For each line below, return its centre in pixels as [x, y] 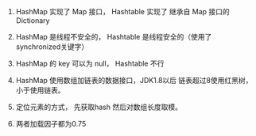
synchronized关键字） [52, 47]
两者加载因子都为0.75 [51, 124]
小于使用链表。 [40, 90]
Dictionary [33, 21]
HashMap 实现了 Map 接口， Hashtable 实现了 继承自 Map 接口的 [123, 11]
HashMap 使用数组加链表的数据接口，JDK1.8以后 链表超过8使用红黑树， [134, 80]
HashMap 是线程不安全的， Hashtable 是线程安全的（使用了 [114, 37]
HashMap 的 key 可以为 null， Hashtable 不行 [90, 63]
